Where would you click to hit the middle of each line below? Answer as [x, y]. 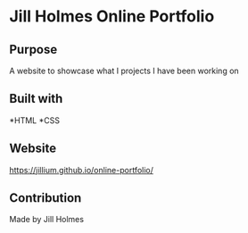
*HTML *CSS [35, 120]
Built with [36, 99]
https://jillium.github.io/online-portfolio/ [82, 170]
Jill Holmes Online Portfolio [112, 17]
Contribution [45, 198]
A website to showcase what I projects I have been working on [124, 71]
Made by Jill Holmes [47, 220]
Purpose [33, 50]
